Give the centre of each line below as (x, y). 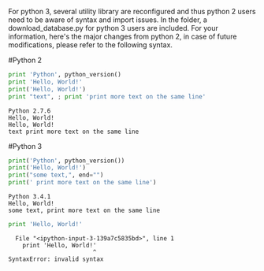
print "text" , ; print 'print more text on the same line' (107, 97)
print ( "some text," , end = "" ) (56, 175)
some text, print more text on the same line (84, 210)
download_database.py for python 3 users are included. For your (113, 28)
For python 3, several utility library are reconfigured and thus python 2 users (132, 11)
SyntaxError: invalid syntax (56, 259)
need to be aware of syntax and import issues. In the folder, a (108, 20)
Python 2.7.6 (30, 111)
